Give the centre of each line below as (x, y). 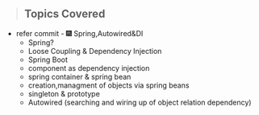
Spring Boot (48, 60)
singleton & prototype (64, 93)
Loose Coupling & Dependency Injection (95, 51)
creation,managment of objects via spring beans (109, 85)
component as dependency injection (89, 68)
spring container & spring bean (79, 76)
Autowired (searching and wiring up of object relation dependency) (140, 102)
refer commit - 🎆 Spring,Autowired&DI (79, 33)
